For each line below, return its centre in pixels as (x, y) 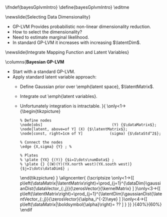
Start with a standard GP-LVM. (44, 71)
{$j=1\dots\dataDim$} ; (45, 168)
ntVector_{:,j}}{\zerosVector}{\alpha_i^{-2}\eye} (69, 199)
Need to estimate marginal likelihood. (50, 37)
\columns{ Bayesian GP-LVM (35, 62)
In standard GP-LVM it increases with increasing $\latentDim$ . (76, 42)
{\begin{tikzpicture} (40, 111)
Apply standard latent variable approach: (54, 77)
